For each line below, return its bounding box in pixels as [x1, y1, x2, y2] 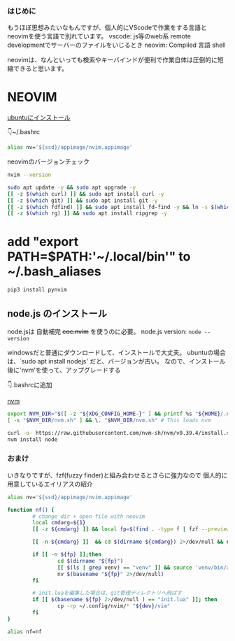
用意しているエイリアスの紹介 [7, 480, 93, 488]
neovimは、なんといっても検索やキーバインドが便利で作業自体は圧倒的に [7, 56, 218, 64]
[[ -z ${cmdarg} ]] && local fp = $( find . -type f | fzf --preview [32, 526, 230, 533]
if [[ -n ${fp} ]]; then [32, 551, 101, 559]
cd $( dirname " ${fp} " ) [57, 557, 124, 564]
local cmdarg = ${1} [32, 519, 86, 526]
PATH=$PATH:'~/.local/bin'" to [7, 248, 191, 264]
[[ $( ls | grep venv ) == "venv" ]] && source [57, 564, 192, 571]
